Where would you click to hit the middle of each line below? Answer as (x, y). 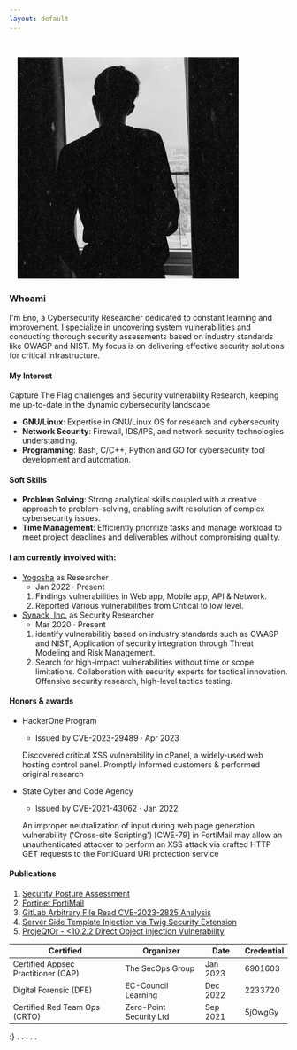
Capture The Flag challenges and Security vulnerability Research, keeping (144, 395)
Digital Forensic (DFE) (53, 990)
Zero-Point (145, 1007)
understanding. (49, 441)
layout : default (39, 19)
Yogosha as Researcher (65, 577)
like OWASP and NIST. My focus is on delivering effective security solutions (147, 346)
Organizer (161, 951)
